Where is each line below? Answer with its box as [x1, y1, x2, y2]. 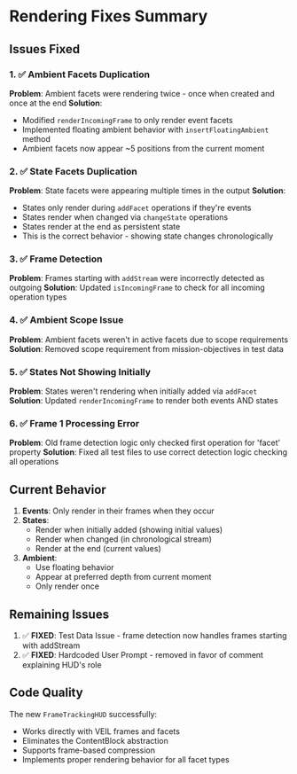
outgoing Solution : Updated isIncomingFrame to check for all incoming [9, 282, 265, 293]
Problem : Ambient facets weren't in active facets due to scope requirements [9, 334, 289, 345]
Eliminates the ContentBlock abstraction [21, 735, 168, 746]
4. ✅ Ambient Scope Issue [9, 314, 124, 326]
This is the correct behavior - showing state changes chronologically [21, 231, 274, 241]
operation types [9, 292, 67, 302]
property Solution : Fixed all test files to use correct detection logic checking [9, 447, 288, 457]
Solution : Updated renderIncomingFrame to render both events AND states [9, 395, 278, 406]
